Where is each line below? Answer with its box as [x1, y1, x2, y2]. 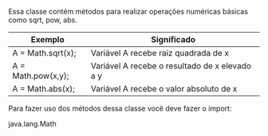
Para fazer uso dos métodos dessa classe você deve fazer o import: [8, 103, 232, 113]
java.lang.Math [8, 119, 57, 128]
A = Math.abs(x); [12, 84, 76, 94]
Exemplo [30, 34, 65, 45]
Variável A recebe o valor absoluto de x [90, 84, 238, 94]
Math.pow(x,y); [12, 71, 69, 81]
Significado [151, 34, 196, 45]
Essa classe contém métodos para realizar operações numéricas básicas [8, 7, 249, 16]
